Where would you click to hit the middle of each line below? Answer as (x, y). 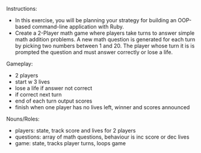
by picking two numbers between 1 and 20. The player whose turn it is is (105, 46)
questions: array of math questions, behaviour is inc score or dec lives (102, 137)
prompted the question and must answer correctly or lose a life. (94, 52)
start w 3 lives (32, 82)
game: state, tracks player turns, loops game (70, 143)
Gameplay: (20, 64)
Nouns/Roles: (23, 119)
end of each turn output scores (54, 101)
